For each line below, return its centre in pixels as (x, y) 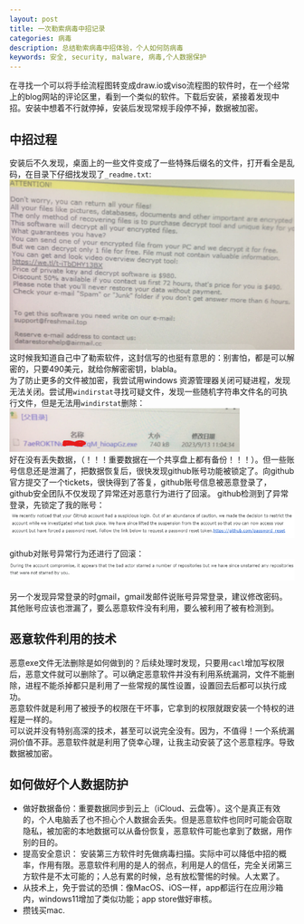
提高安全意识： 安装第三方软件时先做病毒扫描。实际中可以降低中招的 (150, 853)
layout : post (34, 19)
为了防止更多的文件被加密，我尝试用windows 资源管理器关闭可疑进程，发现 (150, 380)
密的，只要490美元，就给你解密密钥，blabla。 (96, 369)
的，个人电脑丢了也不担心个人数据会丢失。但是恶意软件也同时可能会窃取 (157, 819)
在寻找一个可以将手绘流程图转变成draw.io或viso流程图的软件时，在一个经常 (149, 85)
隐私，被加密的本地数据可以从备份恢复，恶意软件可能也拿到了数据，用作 (157, 831)
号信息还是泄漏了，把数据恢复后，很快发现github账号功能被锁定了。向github (152, 471)
